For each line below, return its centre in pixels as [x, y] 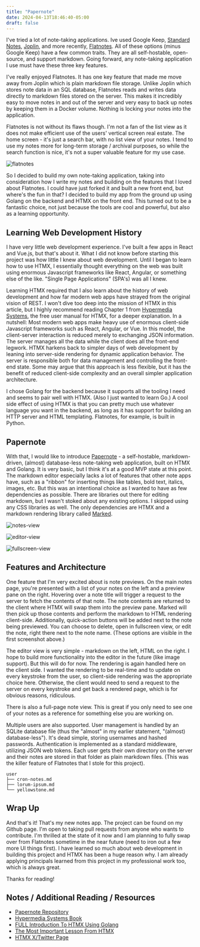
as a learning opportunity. [38, 214]
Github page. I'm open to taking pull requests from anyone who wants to [95, 829]
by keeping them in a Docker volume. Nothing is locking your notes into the [99, 109]
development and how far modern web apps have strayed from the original [98, 297]
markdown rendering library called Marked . [59, 514]
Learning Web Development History [74, 232]
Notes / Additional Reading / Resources [81, 898]
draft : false [22, 23]
